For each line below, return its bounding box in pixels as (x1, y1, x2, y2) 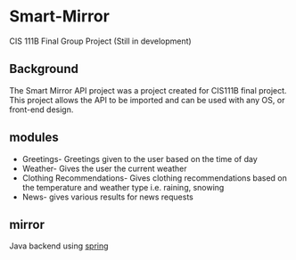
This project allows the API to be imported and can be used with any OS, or (9, 94, 285, 105)
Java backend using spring (9, 240, 109, 251)
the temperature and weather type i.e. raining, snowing (21, 182, 225, 192)
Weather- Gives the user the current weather (21, 163, 187, 174)
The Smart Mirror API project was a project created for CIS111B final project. (9, 85, 287, 95)
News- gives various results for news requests (21, 191, 194, 202)
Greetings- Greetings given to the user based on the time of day (21, 153, 259, 164)
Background (9, 61, 78, 77)
